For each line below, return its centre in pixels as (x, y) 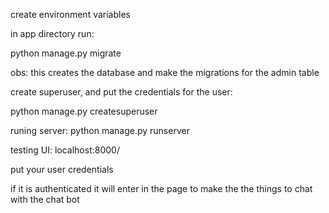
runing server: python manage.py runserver (100, 130)
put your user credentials (62, 169)
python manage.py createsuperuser (84, 111)
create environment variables (70, 14)
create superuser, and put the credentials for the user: (121, 92)
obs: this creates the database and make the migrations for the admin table (165, 72)
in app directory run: (52, 33)
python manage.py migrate (66, 53)
